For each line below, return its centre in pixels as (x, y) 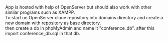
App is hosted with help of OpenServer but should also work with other (78, 7)
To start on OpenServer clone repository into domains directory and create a (84, 18)
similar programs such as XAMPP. (40, 12)
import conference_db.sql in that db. (43, 33)
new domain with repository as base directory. (53, 23)
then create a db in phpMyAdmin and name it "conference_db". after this (80, 28)
